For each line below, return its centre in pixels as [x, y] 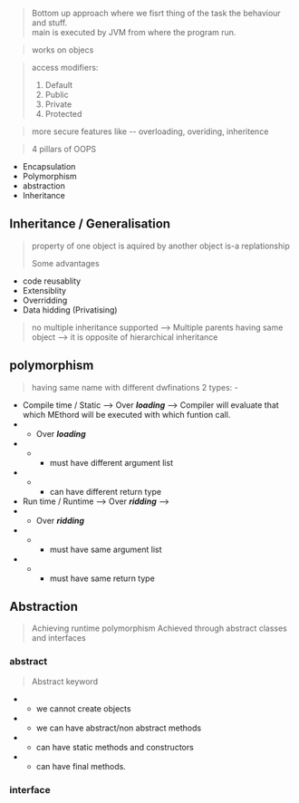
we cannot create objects [83, 708]
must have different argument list [111, 462]
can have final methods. [81, 766]
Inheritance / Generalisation [90, 224]
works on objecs [63, 50]
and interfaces [58, 638]
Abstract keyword [64, 681]
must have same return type [102, 578]
